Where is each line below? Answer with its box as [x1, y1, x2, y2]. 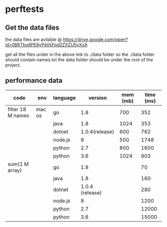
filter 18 [7, 106, 26, 113]
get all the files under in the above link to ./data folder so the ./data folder [5, 51, 155, 57]
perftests [5, 3, 44, 15]
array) [7, 167, 22, 174]
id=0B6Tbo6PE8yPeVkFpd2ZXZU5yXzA [5, 42, 88, 48]
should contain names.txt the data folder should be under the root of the [5, 57, 153, 63]
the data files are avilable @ [5, 36, 62, 42]
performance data [5, 76, 63, 85]
